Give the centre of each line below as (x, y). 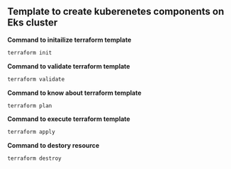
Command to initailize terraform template (69, 40)
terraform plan (30, 105)
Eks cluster (33, 23)
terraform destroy (34, 158)
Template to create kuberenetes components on (116, 12)
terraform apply (31, 132)
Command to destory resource (53, 146)
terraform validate (36, 79)
